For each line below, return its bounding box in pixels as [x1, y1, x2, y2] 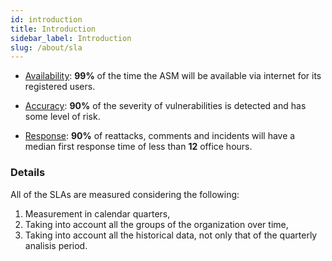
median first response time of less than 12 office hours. [24, 141, 253, 153]
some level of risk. [24, 111, 101, 123]
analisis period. [24, 239, 88, 251]
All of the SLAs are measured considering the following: [10, 188, 240, 200]
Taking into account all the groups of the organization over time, [24, 218, 289, 230]
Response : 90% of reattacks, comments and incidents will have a [24, 130, 296, 142]
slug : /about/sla [10, 42, 83, 53]
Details [10, 166, 46, 180]
